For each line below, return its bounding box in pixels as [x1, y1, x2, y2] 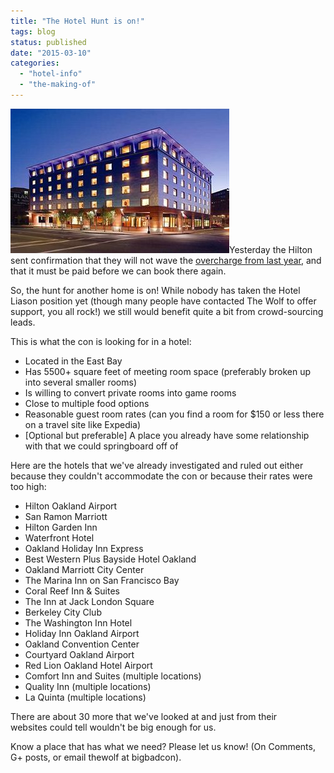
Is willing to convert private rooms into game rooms [24, 386, 237, 399]
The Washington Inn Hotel [24, 616, 133, 629]
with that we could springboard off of [24, 440, 179, 452]
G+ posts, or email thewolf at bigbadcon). [10, 751, 182, 763]
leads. [10, 316, 36, 328]
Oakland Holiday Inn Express [24, 542, 144, 554]
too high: [10, 480, 47, 492]
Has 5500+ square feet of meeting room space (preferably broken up [24, 365, 312, 377]
